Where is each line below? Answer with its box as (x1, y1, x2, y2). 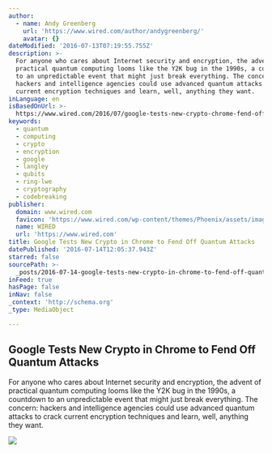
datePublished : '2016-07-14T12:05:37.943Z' (8, 246, 158, 254)
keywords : (8, 118, 42, 126)
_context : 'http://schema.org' (8, 298, 114, 306)
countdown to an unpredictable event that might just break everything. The (8, 394, 258, 404)
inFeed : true (8, 276, 53, 284)
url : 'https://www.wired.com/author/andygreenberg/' (23, 27, 205, 35)
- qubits (15, 170, 45, 178)
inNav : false (8, 291, 53, 299)
